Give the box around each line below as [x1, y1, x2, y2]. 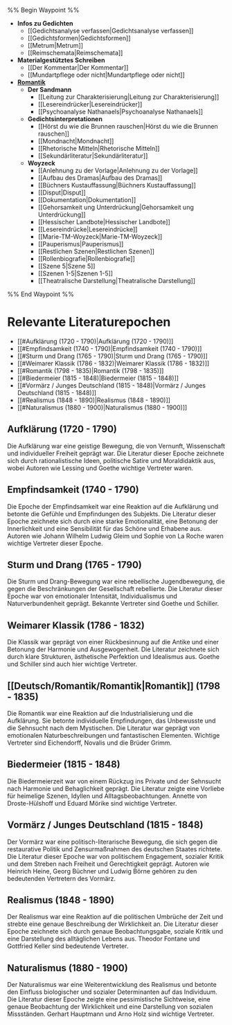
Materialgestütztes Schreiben [17, 56, 105, 64]
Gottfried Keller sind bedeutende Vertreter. [7, 942, 129, 950]
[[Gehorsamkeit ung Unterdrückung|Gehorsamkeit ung [37, 203, 194, 211]
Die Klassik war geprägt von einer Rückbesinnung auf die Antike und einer [7, 638, 220, 646]
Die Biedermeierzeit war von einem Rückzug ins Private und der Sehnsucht [7, 777, 222, 785]
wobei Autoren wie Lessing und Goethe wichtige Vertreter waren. [7, 464, 194, 472]
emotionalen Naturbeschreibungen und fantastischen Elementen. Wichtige [7, 732, 220, 739]
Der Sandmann [27, 86, 72, 93]
